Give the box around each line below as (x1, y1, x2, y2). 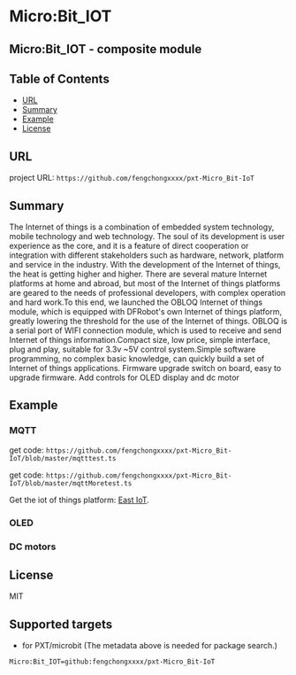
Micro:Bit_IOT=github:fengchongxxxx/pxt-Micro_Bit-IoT (9, 657, 216, 666)
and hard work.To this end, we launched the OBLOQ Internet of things (9, 297, 263, 307)
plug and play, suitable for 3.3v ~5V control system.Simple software (9, 344, 256, 355)
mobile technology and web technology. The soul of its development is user (9, 231, 285, 242)
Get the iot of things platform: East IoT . (9, 494, 150, 505)
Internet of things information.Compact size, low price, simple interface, (9, 335, 271, 345)
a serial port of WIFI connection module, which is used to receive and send (9, 325, 282, 336)
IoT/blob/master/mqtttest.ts (9, 454, 117, 462)
